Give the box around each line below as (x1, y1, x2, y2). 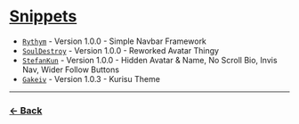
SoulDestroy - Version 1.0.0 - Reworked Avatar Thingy (21, 45, 220, 55)
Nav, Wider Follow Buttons (21, 64, 120, 75)
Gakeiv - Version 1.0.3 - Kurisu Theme (21, 73, 160, 84)
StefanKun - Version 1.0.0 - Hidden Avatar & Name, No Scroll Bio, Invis (21, 54, 278, 65)
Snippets (9, 6, 77, 27)
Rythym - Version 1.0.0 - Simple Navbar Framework (21, 36, 207, 46)
